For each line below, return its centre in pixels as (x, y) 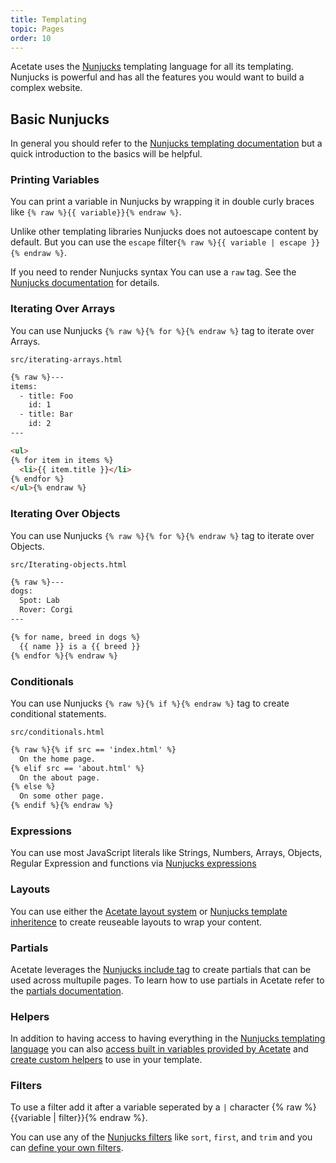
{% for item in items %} (62, 460)
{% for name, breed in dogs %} (75, 637)
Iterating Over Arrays (63, 309)
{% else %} (33, 787)
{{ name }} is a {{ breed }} (80, 646)
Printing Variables (55, 180)
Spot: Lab (39, 601)
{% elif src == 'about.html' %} (77, 768)
